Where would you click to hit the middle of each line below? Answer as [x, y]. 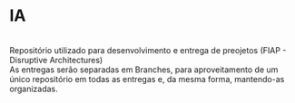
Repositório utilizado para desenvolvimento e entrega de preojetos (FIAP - [148, 50]
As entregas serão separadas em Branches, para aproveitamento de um [144, 70]
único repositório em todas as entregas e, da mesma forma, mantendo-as [147, 79]
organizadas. [34, 89]
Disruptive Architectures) [56, 60]
